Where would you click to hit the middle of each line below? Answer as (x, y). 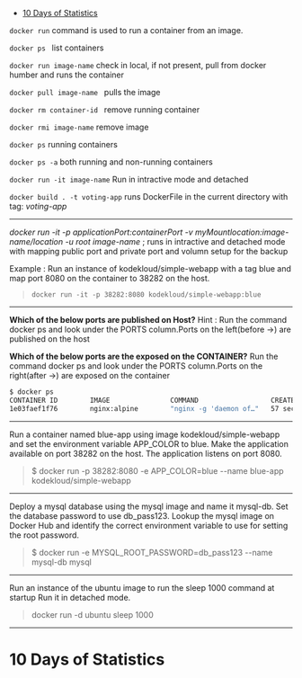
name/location (36, 241)
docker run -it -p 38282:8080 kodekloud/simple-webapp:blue (146, 295)
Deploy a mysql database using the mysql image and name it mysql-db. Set (149, 506)
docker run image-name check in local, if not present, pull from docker (138, 65)
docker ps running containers (64, 144)
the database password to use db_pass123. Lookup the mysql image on (142, 515)
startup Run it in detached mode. (70, 597)
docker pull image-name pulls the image (85, 92)
